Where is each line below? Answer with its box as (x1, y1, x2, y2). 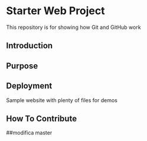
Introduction (6, 41, 53, 51)
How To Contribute (6, 113, 77, 123)
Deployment (6, 81, 53, 91)
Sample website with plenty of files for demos (6, 96, 118, 104)
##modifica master (6, 129, 53, 136)
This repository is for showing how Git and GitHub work (6, 24, 141, 31)
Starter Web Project (6, 4, 105, 18)
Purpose (6, 61, 38, 71)
